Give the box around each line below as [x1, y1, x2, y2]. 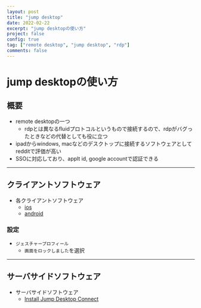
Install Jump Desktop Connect [24, 295, 99, 302]
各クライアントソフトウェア [15, 196, 84, 204]
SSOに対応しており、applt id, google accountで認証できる [15, 155, 159, 162]
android [24, 210, 44, 217]
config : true [7, 36, 39, 42]
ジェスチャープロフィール [15, 241, 69, 247]
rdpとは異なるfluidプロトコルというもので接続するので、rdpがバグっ [24, 125, 193, 132]
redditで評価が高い [15, 147, 62, 155]
